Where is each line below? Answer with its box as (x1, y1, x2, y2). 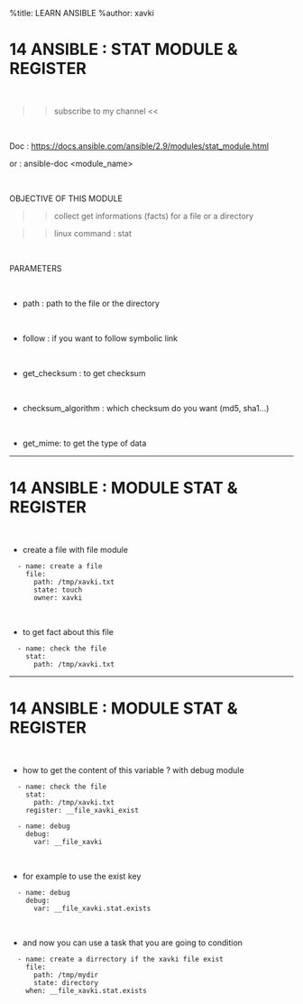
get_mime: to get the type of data (22, 438, 147, 448)
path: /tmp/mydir (32, 970, 99, 980)
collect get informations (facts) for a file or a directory (53, 210, 254, 221)
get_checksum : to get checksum (22, 367, 146, 378)
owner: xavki (32, 593, 83, 603)
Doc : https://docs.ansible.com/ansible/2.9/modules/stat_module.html (9, 140, 269, 152)
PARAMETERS (9, 263, 62, 273)
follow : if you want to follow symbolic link (22, 333, 179, 344)
